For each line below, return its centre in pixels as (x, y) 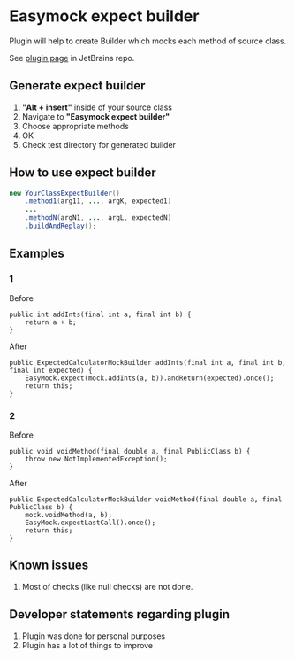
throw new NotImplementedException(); (96, 459)
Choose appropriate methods (76, 126)
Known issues (49, 566)
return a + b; (51, 322)
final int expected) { (51, 370)
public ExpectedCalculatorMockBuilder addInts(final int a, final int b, (148, 362)
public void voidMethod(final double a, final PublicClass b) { (130, 451)
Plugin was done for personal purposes (94, 636)
